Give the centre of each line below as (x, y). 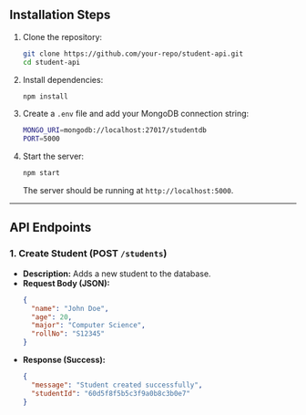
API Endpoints (51, 228)
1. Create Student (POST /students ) (88, 254)
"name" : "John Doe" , (70, 308)
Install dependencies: (63, 79)
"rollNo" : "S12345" (68, 334)
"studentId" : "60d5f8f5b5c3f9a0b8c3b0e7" (111, 393)
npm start (41, 173)
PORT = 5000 (41, 139)
